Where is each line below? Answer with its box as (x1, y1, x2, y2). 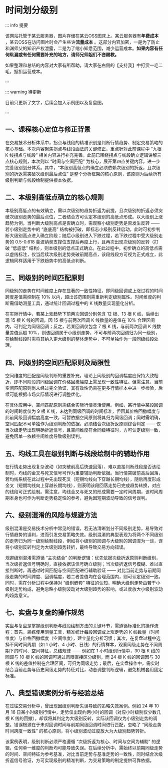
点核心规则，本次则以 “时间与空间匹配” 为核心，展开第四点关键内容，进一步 (5, 158, 161, 164)
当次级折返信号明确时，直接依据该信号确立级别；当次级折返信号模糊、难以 (5, 561, 158, 567)
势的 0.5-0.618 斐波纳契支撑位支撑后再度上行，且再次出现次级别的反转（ (5, 238, 154, 244)
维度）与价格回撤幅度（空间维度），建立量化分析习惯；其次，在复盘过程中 (5, 635, 156, 641)
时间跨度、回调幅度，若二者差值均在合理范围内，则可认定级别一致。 (22, 573, 163, 579)
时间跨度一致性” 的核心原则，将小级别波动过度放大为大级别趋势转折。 (5, 728, 149, 734)
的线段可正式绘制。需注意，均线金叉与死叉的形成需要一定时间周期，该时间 (5, 489, 158, 494)
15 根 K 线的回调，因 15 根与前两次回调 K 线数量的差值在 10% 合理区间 (10, 317, 155, 323)
